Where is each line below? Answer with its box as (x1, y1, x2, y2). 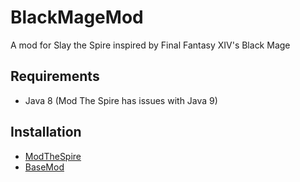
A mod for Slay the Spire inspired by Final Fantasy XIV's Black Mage (10, 39, 291, 51)
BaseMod (24, 161, 65, 173)
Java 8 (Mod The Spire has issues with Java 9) (24, 94, 218, 106)
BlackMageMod (10, 6, 144, 29)
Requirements (10, 68, 100, 85)
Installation (10, 124, 82, 141)
